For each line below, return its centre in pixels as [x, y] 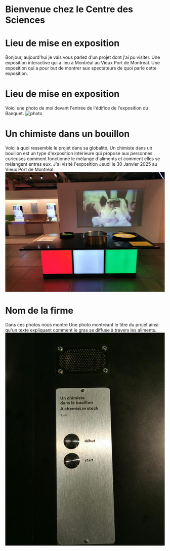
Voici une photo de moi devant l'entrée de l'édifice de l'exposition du [77, 108]
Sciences [25, 20]
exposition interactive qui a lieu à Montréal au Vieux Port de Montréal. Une [83, 63]
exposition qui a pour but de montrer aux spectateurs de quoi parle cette [81, 68]
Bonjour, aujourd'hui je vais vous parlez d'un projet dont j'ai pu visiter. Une [83, 57]
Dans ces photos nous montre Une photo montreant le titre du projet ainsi [82, 324]
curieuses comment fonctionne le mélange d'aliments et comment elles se [83, 159]
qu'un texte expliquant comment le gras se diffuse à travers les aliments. [81, 330]
